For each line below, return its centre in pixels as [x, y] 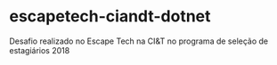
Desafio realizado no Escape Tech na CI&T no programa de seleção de [139, 41]
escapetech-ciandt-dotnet [110, 16]
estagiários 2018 [40, 50]
